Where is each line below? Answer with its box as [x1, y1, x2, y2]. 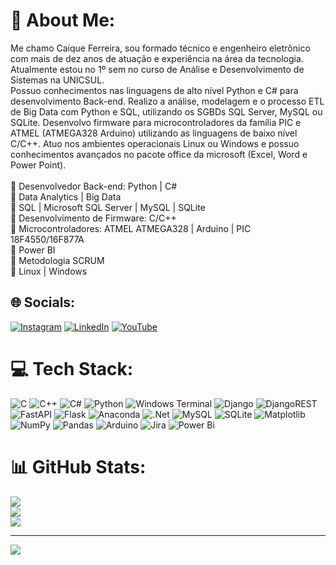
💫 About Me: [10, 9, 116, 32]
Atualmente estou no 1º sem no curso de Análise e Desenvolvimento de [10, 63, 305, 75]
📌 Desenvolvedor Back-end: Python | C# [10, 180, 178, 192]
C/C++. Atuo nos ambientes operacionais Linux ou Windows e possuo [10, 137, 300, 149]
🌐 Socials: [10, 294, 76, 311]
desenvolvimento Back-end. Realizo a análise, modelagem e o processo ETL [10, 95, 325, 107]
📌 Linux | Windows [10, 265, 88, 277]
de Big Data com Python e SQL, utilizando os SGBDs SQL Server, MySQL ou [10, 105, 323, 118]
